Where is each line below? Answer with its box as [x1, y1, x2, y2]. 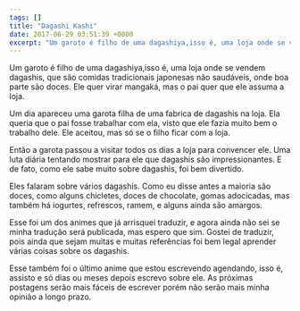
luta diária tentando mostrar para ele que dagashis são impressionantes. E [9, 154, 282, 165]
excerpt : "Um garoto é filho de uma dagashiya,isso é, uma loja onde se [9, 38, 286, 47]
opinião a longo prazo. [9, 291, 92, 302]
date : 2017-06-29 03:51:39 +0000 [9, 29, 134, 38]
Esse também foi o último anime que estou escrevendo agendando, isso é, [9, 263, 284, 273]
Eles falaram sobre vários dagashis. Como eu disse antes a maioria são [9, 181, 271, 192]
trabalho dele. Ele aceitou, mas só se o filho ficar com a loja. [9, 127, 230, 139]
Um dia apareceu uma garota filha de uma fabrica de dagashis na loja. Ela [9, 108, 280, 119]
